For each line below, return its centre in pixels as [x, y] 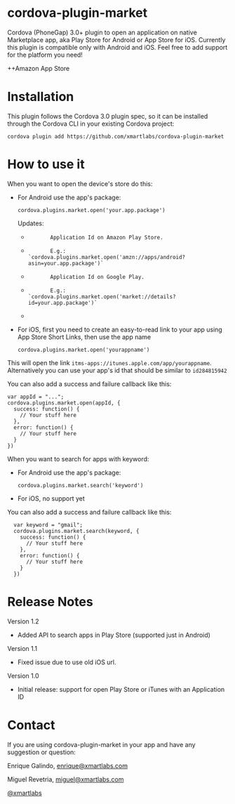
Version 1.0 [23, 676]
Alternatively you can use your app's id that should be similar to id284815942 [117, 370]
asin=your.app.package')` [66, 263]
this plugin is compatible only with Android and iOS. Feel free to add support [117, 47]
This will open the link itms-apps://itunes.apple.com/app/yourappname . [109, 362]
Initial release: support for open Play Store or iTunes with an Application [121, 689]
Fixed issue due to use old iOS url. [67, 662]
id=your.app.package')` [63, 303]
